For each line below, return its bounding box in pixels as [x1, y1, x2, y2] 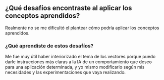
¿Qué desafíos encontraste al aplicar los [5, 4, 132, 12]
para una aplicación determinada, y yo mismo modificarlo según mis [5, 64, 145, 70]
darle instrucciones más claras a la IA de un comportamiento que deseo [5, 59, 152, 65]
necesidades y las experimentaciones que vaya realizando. [5, 69, 126, 76]
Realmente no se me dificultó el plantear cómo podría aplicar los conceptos [5, 25, 160, 31]
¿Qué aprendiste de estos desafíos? [5, 42, 94, 49]
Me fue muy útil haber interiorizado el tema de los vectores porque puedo [5, 54, 156, 60]
